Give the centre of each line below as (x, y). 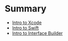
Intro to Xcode (27, 22)
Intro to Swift (25, 27)
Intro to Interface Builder (37, 33)
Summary (25, 9)
